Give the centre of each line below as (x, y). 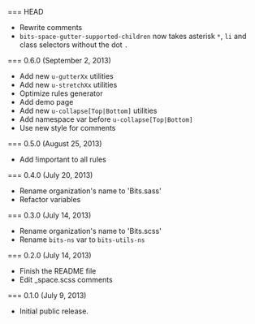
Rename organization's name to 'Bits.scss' (90, 231)
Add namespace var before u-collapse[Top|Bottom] (106, 119)
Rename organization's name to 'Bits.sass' (90, 191)
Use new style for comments (67, 128)
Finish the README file (58, 271)
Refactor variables (50, 199)
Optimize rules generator (61, 93)
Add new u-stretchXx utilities (68, 85)
